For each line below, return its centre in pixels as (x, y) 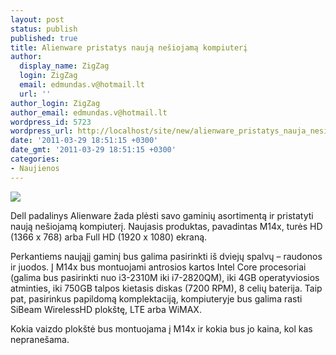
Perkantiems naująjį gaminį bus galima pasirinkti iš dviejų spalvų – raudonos (166, 256)
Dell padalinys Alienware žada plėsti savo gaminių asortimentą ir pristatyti (162, 215)
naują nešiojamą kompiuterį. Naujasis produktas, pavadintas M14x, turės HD (166, 226)
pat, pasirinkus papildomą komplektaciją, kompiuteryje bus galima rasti (156, 298)
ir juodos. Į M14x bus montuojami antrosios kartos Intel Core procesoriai (158, 267)
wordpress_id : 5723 (51, 122)
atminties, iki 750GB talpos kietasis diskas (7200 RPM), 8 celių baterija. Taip (166, 288)
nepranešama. (40, 339)
